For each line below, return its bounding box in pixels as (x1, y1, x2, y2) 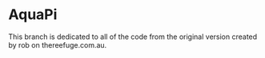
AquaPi (8, 6, 58, 24)
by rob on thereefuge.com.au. (8, 40, 107, 49)
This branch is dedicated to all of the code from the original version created (8, 32, 258, 41)
